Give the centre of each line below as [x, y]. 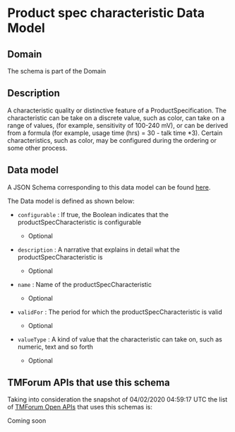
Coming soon [27, 421]
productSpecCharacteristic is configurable [79, 222]
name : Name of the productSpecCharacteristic [84, 284]
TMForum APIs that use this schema [89, 383]
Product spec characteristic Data [106, 13]
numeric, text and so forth [55, 346]
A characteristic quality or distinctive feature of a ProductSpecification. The [117, 110]
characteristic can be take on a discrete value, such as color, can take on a [116, 117]
